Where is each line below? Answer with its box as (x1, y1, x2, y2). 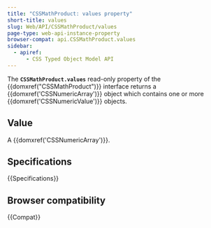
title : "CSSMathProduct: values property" (7, 10, 133, 17)
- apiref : (13, 50, 42, 56)
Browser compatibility (7, 195, 106, 206)
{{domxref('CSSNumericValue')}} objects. (7, 97, 127, 105)
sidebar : (7, 43, 33, 50)
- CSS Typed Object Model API (25, 56, 114, 63)
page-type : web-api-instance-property (7, 29, 120, 37)
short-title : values (7, 17, 68, 24)
